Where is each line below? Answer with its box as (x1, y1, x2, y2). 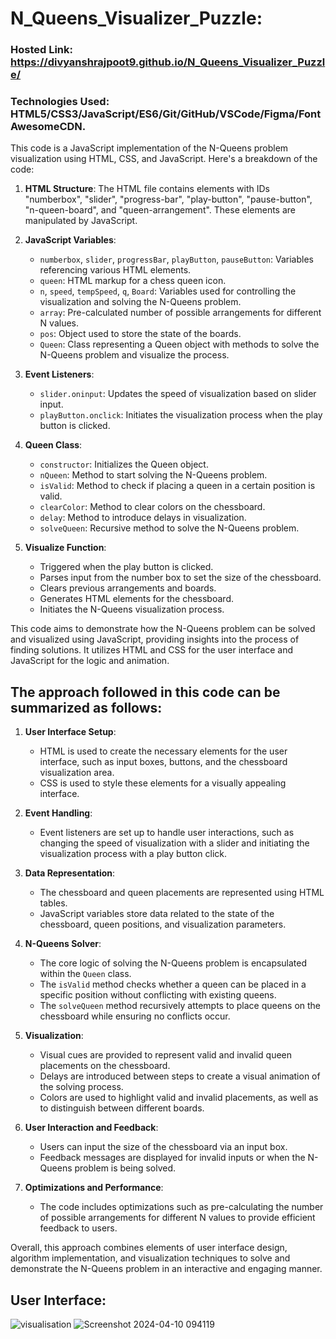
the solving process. (39, 1081, 124, 1093)
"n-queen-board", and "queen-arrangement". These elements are (24, 204, 297, 216)
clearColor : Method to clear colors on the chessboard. (39, 501, 266, 513)
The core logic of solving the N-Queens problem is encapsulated (39, 957, 308, 969)
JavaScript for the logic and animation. (10, 655, 170, 667)
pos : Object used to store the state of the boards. (39, 328, 242, 340)
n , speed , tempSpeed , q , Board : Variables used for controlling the (39, 285, 297, 297)
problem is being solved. (74, 1162, 177, 1174)
